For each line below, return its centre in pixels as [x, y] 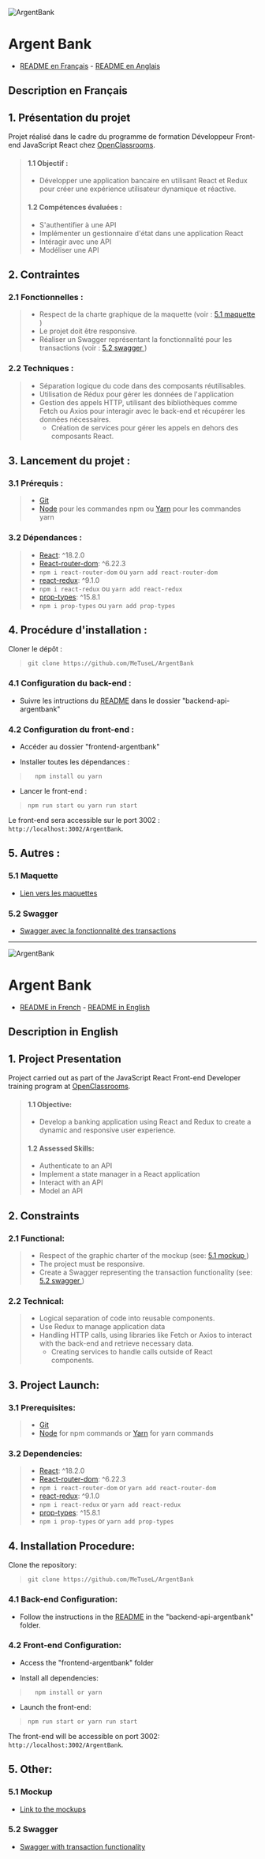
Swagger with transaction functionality [82, 1846]
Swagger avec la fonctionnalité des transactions [98, 930]
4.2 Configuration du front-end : [71, 729]
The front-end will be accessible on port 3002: [84, 1736]
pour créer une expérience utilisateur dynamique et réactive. [138, 189]
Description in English [63, 1032]
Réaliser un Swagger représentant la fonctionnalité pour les [136, 340]
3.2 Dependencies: [45, 1454]
